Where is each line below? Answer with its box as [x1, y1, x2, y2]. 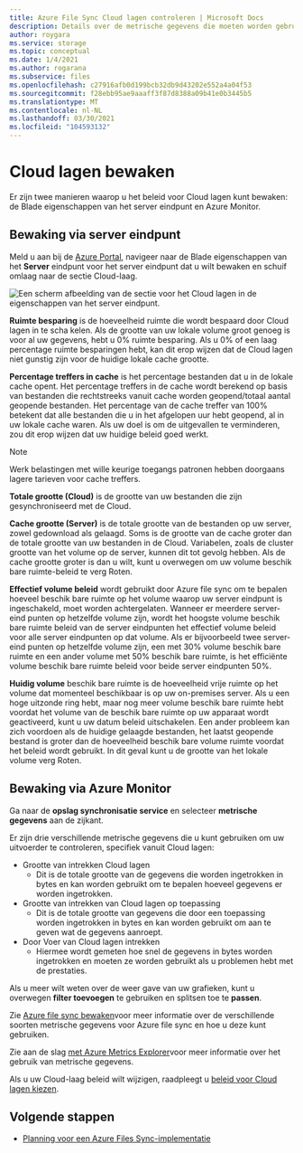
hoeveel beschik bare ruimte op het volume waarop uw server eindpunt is [9, 593, 283, 604]
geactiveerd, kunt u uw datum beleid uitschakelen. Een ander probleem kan [9, 716, 290, 727]
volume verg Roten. [9, 754, 82, 765]
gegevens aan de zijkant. [9, 815, 104, 826]
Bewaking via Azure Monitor [9, 781, 172, 797]
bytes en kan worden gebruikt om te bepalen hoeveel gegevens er [35, 878, 283, 889]
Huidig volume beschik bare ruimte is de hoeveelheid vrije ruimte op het [9, 677, 279, 688]
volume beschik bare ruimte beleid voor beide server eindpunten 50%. [9, 660, 272, 671]
